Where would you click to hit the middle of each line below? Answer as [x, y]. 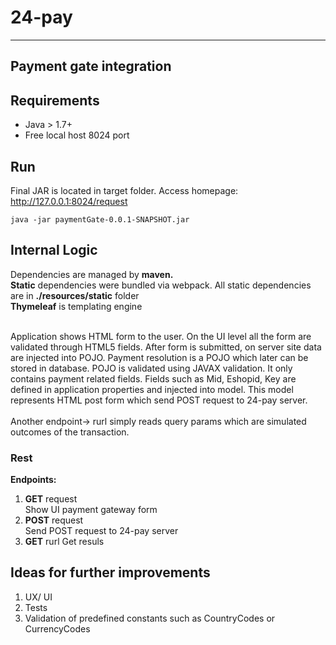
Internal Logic [54, 250]
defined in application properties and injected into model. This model [152, 389]
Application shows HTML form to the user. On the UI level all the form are [161, 336]
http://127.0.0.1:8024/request [69, 201]
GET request [51, 499]
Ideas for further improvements [110, 572]
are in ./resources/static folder [75, 295]
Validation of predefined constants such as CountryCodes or [150, 618]
